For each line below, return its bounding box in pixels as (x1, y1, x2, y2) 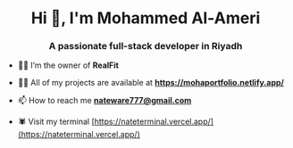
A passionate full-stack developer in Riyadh (48, 40, 243, 53)
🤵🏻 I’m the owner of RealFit (17, 60, 119, 70)
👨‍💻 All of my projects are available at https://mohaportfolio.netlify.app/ (17, 78, 284, 88)
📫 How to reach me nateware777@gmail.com (17, 95, 192, 106)
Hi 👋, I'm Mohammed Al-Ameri (30, 8, 261, 29)
